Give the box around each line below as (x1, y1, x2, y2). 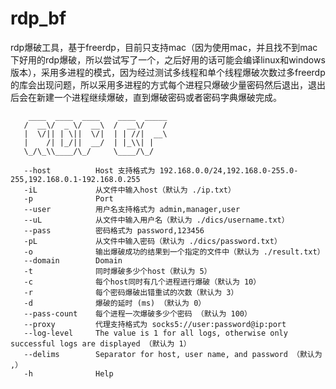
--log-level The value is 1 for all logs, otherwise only (23, 328, 288, 338)
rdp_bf (10, 7, 67, 30)
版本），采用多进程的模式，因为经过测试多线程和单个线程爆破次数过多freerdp (10, 66, 326, 78)
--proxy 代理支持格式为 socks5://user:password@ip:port (23, 319, 287, 329)
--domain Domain (23, 255, 123, 266)
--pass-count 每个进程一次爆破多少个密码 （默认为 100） (23, 308, 252, 319)
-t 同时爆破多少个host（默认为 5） (23, 266, 212, 276)
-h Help (23, 368, 114, 379)
